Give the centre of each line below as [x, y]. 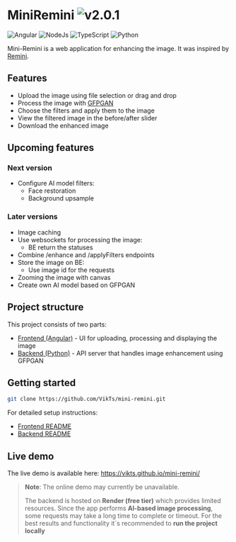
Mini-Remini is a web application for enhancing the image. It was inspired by [118, 48]
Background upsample [61, 198]
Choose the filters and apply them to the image [86, 111]
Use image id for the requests [71, 270]
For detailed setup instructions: [53, 413]
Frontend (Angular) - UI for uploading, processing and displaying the [117, 338]
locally [35, 531]
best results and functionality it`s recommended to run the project [121, 524]
